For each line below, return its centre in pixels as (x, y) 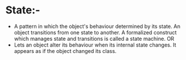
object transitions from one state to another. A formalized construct (95, 32)
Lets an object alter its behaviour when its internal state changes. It (95, 45)
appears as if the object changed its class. (65, 51)
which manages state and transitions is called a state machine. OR (94, 38)
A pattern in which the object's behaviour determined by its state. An (97, 26)
